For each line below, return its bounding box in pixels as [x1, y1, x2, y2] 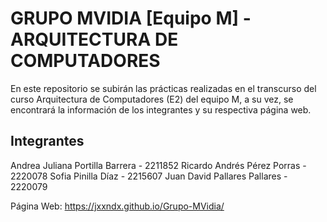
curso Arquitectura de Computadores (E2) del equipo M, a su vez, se [10, 93, 294, 105]
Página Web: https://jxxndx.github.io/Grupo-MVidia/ [10, 200, 225, 212]
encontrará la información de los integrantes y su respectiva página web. [10, 103, 312, 116]
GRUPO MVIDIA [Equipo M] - [10, 7, 252, 30]
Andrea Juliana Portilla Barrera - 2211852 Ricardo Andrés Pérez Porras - [10, 159, 307, 171]
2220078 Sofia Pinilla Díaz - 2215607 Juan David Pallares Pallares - [10, 170, 288, 182]
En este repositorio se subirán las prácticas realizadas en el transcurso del [10, 82, 317, 94]
